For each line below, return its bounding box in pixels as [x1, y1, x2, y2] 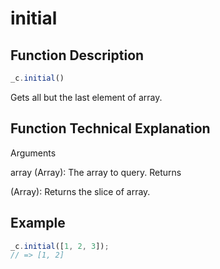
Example [10, 215, 66, 232]
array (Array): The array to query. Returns [10, 166, 182, 178]
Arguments [10, 147, 57, 159]
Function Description [10, 47, 145, 64]
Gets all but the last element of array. [10, 91, 163, 103]
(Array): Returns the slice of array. [10, 185, 151, 197]
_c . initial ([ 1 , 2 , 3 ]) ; [10, 241, 110, 251]
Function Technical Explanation [10, 120, 211, 137]
